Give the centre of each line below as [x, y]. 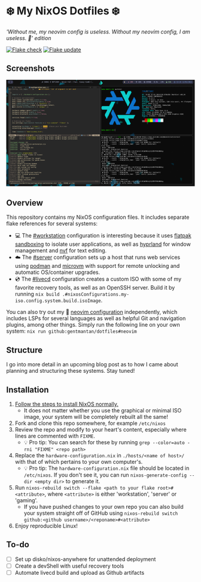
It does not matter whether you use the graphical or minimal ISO [103, 410]
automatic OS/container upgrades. [57, 272]
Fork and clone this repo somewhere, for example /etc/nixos [90, 423]
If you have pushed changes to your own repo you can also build [103, 506]
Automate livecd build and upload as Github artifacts [80, 572]
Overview [25, 203]
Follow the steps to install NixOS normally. [66, 404]
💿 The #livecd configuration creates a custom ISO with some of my [98, 279]
